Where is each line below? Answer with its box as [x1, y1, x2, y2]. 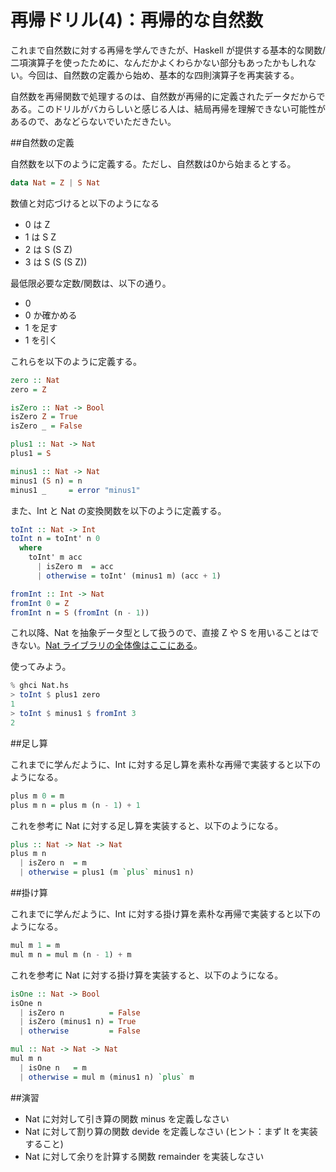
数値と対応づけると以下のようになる [10, 197, 160, 209]
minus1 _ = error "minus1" [10, 485, 141, 495]
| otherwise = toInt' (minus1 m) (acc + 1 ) [36, 571, 222, 581]
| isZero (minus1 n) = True [19, 1017, 137, 1027]
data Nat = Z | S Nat [10, 177, 101, 188]
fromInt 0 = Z [10, 598, 70, 608]
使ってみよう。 [10, 661, 72, 673]
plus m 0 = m [10, 791, 65, 801]
